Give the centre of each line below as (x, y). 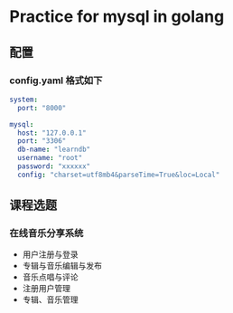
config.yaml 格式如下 (56, 81)
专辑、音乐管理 (50, 299)
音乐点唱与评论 (50, 277)
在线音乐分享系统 (47, 233)
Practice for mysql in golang (117, 17)
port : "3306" (42, 141)
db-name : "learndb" (54, 150)
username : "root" (50, 158)
